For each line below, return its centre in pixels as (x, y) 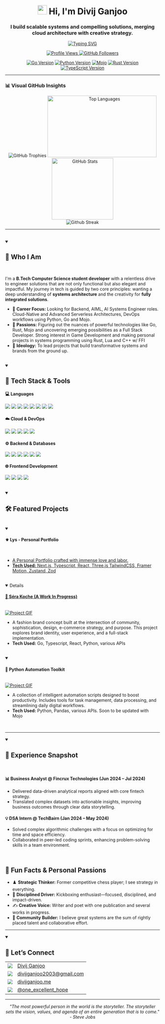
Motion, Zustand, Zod (34, 570)
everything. (24, 889)
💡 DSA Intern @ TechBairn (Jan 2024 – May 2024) (57, 818)
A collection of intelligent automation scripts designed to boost (76, 695)
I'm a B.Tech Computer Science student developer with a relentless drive (80, 279)
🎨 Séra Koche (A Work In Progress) (41, 597)
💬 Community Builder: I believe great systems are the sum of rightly (81, 918)
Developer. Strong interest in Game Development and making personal (83, 335)
